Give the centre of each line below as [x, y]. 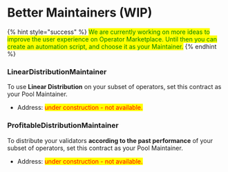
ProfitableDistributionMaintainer [63, 126]
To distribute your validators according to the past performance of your [110, 140]
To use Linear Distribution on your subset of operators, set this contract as [114, 87]
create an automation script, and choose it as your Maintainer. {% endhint [112, 46]
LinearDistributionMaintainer [57, 72]
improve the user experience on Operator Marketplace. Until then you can [112, 39]
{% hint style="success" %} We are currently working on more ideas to [109, 32]
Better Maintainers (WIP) [80, 13]
